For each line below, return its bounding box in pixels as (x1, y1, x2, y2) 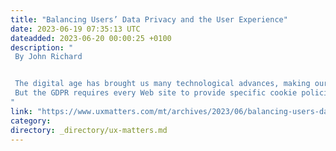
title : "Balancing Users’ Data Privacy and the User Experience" (10, 14, 288, 25)
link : (10, 106, 33, 116)
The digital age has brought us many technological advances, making (14, 79, 311, 89)
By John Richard (14, 52, 83, 62)
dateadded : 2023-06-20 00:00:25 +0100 (10, 33, 172, 43)
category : (10, 116, 52, 126)
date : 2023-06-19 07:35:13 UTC (10, 24, 141, 34)
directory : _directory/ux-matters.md (10, 125, 168, 135)
